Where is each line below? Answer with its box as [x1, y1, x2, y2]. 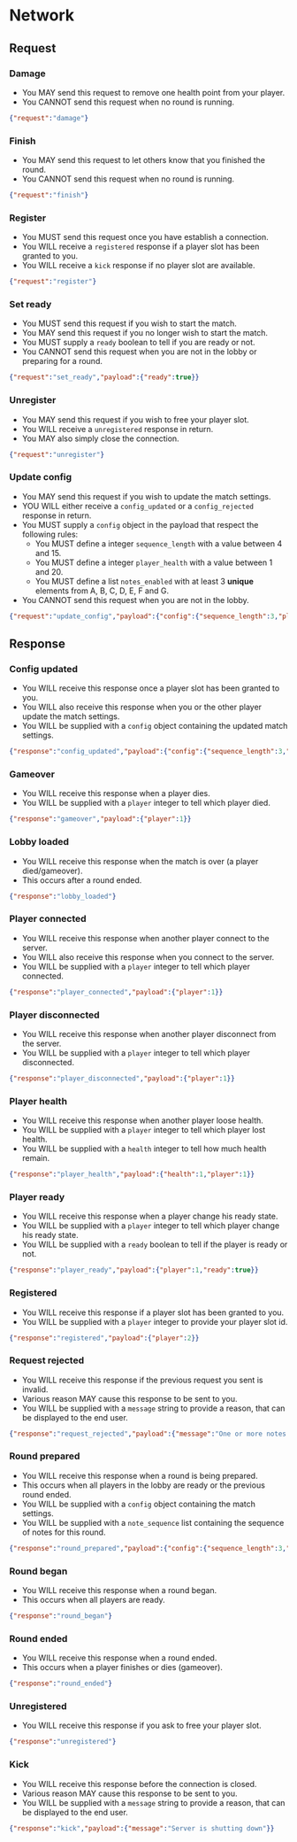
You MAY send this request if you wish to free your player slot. [21, 414, 249, 425]
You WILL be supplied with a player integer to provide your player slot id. [21, 1316, 288, 1327]
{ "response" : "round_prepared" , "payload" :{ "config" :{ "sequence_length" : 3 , [9, 1544, 287, 1552]
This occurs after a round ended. [21, 874, 142, 886]
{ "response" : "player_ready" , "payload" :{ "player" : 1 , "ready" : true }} [9, 1265, 259, 1275]
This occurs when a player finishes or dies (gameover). [21, 1662, 224, 1673]
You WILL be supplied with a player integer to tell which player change [21, 1220, 280, 1231]
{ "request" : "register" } [9, 277, 97, 286]
